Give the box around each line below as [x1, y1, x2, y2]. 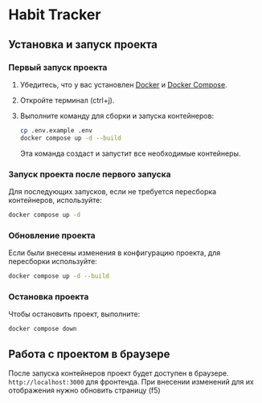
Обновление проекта [8, 230, 96, 241]
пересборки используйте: [8, 257, 98, 267]
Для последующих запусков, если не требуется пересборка [8, 186, 217, 196]
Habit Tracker [8, 6, 101, 24]
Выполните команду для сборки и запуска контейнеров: [19, 111, 215, 120]
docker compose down [8, 325, 78, 333]
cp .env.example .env [19, 126, 92, 134]
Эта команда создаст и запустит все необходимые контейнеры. [19, 149, 241, 158]
